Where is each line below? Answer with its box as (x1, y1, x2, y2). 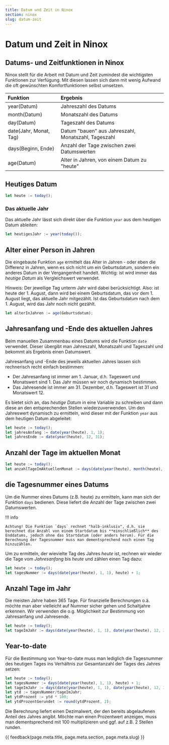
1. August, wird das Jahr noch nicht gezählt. (5, 301, 96, 307)
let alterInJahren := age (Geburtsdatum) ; (5, 311, 94, 316)
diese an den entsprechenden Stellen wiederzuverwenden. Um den (5, 404, 145, 411)
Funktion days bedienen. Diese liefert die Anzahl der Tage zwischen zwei (5, 499, 156, 505)
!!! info (5, 514, 19, 520)
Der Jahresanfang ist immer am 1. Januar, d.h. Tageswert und (12, 373, 140, 379)
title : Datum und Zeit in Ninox (5, 7, 73, 13)
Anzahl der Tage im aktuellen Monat (5, 448, 121, 457)
